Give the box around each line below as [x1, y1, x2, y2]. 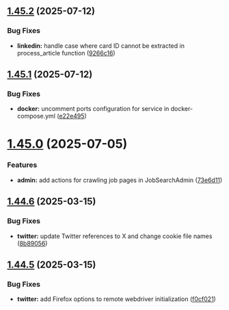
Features [7, 160, 38, 170]
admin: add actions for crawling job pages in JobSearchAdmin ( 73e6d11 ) [16, 176, 223, 184]
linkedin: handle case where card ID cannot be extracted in [16, 41, 185, 50]
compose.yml [16, 112, 56, 120]
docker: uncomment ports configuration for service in [16, 105, 170, 113]
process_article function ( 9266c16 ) [16, 49, 116, 57]
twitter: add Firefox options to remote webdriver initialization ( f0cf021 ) [16, 295, 217, 303]
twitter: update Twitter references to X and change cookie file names [16, 232, 213, 240]
